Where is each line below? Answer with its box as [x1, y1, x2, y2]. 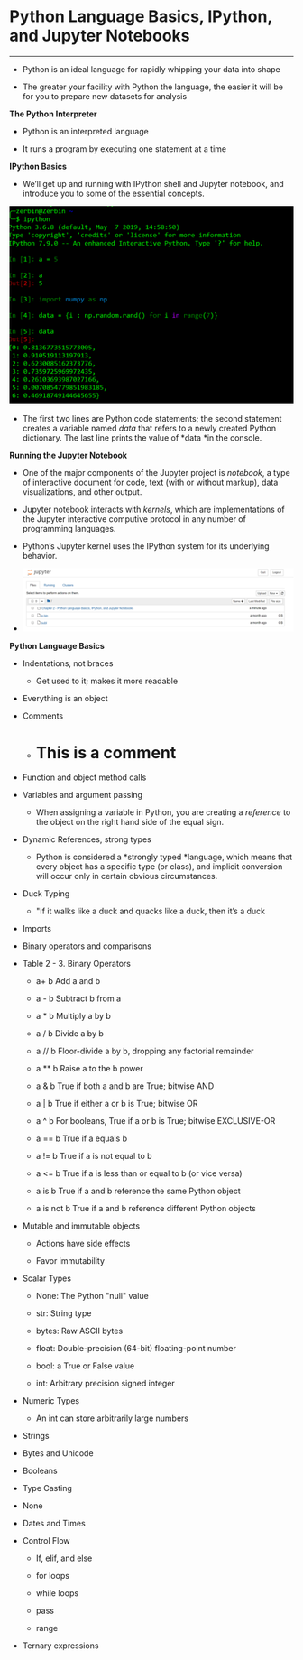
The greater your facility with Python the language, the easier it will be [22, 81, 284, 92]
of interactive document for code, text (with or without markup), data [22, 477, 279, 487]
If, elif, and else [35, 1553, 93, 1563]
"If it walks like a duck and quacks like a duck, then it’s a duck [35, 905, 266, 917]
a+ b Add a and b [35, 976, 101, 987]
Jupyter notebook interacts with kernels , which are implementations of [22, 504, 286, 515]
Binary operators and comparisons [22, 941, 151, 951]
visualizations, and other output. [22, 486, 142, 497]
